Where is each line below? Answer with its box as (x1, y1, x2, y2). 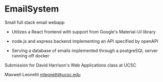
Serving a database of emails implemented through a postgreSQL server (11, 48, 158, 53)
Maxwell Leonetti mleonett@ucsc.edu (4, 71, 81, 77)
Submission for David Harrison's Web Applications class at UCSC (4, 62, 137, 68)
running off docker (11, 52, 49, 59)
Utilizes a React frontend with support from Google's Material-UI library (11, 29, 156, 34)
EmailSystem (4, 3, 59, 15)
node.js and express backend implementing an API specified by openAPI (11, 38, 159, 44)
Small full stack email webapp (4, 19, 65, 25)
